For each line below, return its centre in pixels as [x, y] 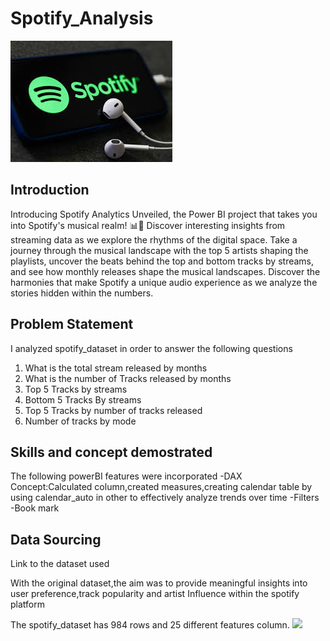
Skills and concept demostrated [111, 452]
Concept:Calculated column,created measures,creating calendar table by [161, 487]
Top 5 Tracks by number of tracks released [113, 410]
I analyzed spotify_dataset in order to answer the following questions [151, 348]
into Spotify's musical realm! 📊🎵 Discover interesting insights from [148, 225]
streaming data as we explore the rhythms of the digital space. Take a [154, 239]
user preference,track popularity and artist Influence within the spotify [155, 594]
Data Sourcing [56, 539]
